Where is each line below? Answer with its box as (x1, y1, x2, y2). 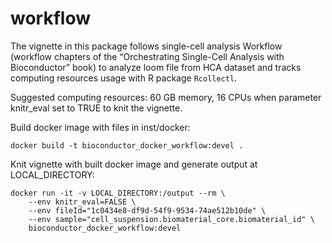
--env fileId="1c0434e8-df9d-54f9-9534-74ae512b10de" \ (28, 205, 267, 216)
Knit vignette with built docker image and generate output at (10, 158, 258, 170)
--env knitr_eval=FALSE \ (28, 197, 137, 207)
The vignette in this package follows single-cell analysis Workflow (10, 40, 283, 52)
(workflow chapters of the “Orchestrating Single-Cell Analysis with (10, 50, 285, 62)
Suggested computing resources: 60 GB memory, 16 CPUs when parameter (10, 91, 322, 103)
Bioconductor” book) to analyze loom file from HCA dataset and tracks (10, 61, 302, 73)
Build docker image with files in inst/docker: (10, 121, 191, 133)
